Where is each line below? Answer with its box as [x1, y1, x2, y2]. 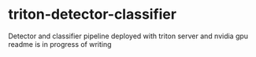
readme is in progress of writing [8, 39, 112, 48]
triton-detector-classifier [8, 5, 177, 23]
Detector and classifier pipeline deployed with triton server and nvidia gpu [8, 31, 249, 41]
